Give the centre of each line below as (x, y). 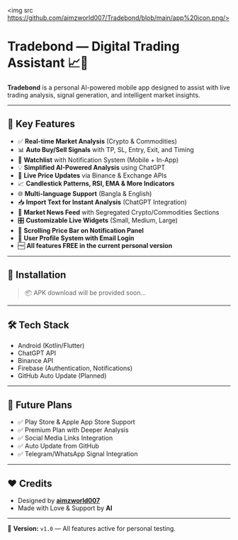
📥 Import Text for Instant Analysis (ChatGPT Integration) (102, 202)
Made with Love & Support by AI (65, 508)
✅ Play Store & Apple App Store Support (76, 422)
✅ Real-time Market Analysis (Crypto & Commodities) (97, 141)
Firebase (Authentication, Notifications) (75, 368)
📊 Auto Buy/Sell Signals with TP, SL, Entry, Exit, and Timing (106, 149)
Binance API (35, 361)
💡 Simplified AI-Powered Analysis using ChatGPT (91, 167)
